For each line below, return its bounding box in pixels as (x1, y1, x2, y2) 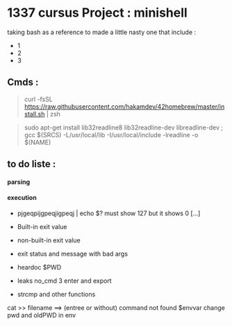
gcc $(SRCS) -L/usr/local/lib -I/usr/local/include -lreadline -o (24, 130, 199, 139)
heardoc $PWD (17, 263, 61, 271)
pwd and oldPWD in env (7, 311, 76, 319)
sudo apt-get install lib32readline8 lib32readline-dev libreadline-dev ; (24, 123, 224, 132)
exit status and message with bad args (17, 249, 129, 258)
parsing (7, 178, 30, 186)
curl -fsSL (24, 95, 53, 103)
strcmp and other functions (17, 290, 96, 298)
